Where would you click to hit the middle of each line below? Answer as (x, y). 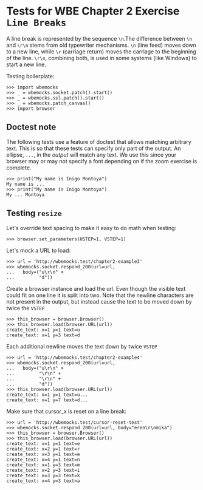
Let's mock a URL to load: (39, 250)
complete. (19, 168)
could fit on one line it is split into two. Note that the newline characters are (100, 295)
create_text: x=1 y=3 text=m (43, 465)
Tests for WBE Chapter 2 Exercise (93, 11)
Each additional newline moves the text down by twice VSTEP (82, 346)
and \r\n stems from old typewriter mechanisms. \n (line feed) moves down (101, 45)
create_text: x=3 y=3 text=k (43, 475)
